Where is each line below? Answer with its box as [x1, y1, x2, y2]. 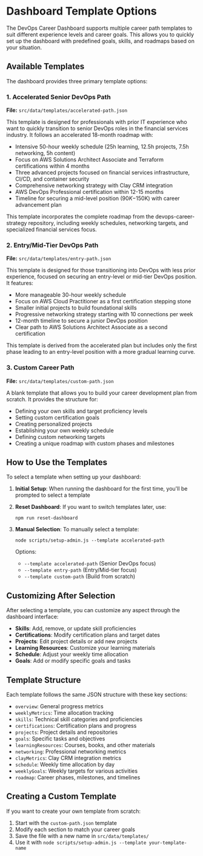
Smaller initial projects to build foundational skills [15, 304, 138, 311]
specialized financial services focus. [6, 226, 97, 233]
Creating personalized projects [15, 420, 93, 427]
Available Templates [6, 61, 85, 72]
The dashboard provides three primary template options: [6, 77, 148, 85]
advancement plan [15, 201, 62, 209]
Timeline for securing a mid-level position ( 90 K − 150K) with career [15, 195, 180, 202]
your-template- [148, 840, 187, 846]
